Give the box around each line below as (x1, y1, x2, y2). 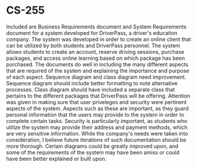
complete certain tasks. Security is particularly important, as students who (6, 117, 188, 124)
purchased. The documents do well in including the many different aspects (6, 60, 189, 68)
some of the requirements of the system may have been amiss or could (6, 148, 180, 156)
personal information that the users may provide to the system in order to (6, 111, 185, 118)
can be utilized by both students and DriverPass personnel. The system (6, 42, 180, 49)
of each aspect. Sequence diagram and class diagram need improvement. (6, 73, 186, 80)
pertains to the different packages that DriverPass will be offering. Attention (6, 92, 190, 99)
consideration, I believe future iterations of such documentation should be (6, 136, 186, 143)
